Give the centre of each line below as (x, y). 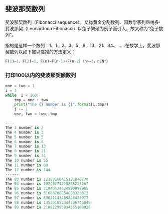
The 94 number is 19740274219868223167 (47, 184)
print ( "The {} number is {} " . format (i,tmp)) (61, 105)
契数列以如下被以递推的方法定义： (40, 51)
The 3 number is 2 (24, 127)
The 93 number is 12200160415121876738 (47, 179)
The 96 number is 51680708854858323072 (47, 193)
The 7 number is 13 (26, 147)
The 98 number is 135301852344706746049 (48, 202)
